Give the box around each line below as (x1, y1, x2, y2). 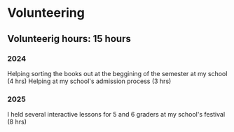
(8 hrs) (7, 117, 27, 126)
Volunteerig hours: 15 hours (7, 33, 131, 45)
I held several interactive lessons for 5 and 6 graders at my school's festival (7, 110, 226, 119)
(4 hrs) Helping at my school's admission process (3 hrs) (7, 77, 172, 85)
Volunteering (7, 5, 85, 21)
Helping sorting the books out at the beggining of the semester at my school (7, 69, 228, 78)
